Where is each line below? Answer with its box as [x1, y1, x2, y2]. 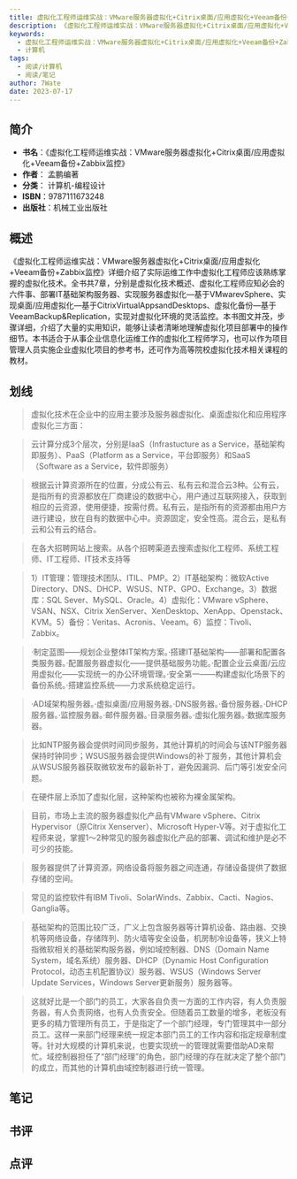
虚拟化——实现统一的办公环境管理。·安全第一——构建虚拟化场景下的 [38, 669, 286, 679]
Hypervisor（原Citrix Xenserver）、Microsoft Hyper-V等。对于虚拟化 [30, 821, 279, 831]
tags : [9, 54, 29, 63]
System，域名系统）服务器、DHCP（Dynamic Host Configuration [30, 954, 270, 965]
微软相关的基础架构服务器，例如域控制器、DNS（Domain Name [38, 944, 270, 954]
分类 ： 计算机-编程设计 [21, 180, 106, 191]
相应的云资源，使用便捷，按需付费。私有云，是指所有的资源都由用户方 [30, 501, 287, 512]
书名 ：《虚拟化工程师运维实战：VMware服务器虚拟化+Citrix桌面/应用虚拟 [21, 147, 286, 157]
